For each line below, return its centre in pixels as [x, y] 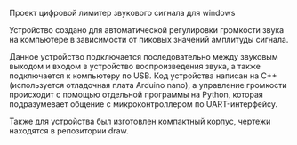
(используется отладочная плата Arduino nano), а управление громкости [148, 85]
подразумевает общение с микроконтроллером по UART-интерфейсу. [144, 104]
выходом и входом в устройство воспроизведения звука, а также [135, 66]
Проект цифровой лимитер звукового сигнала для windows [122, 13]
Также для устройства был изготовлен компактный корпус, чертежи [140, 121]
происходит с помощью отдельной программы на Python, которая [136, 94]
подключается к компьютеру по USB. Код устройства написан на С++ [143, 76]
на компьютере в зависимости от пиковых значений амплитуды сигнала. [149, 40]
